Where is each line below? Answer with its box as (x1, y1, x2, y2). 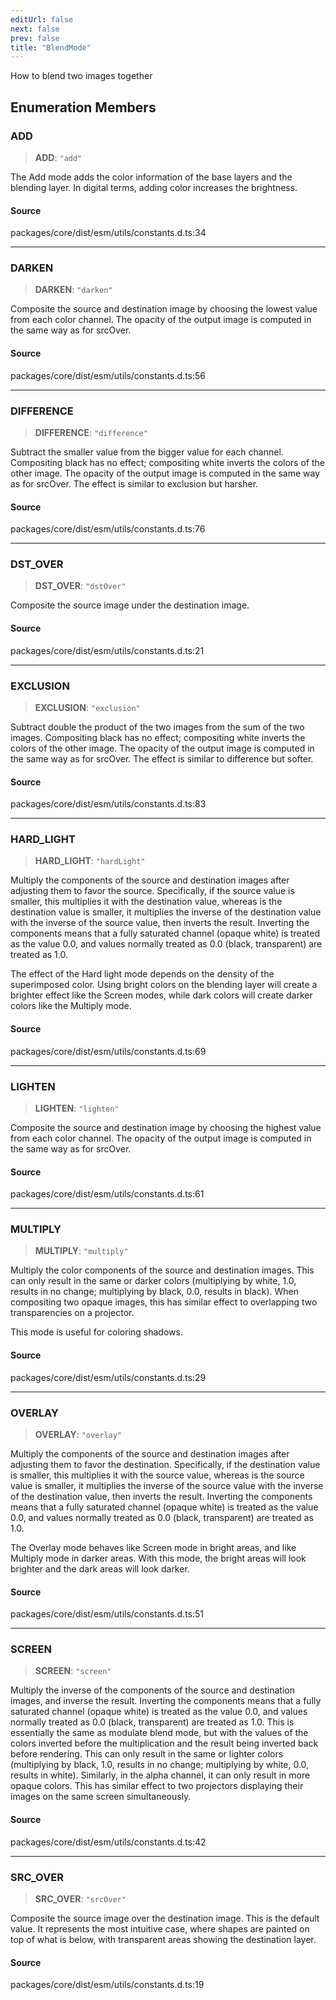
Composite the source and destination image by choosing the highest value (10, 1121, 322, 1133)
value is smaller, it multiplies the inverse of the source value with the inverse (10, 1479, 324, 1491)
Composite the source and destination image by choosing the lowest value (10, 303, 318, 315)
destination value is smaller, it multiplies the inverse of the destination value (10, 906, 322, 918)
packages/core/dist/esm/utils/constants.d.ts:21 (10, 644, 205, 656)
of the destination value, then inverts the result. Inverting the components (10, 1490, 313, 1502)
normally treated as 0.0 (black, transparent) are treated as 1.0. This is (10, 1716, 295, 1728)
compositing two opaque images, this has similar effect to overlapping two (10, 1296, 318, 1308)
